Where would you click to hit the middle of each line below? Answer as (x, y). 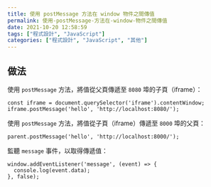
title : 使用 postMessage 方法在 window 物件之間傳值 (81, 14)
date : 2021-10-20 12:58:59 (47, 27)
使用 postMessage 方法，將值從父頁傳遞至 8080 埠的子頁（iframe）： (105, 89)
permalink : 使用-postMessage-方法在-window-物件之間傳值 (87, 21)
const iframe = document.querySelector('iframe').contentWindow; (106, 103)
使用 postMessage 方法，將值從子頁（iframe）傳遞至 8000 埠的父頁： (107, 123)
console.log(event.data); (52, 170)
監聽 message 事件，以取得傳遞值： (58, 151)
